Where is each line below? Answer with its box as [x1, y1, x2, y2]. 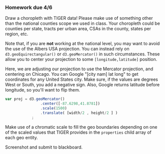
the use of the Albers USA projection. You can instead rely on [5, 46, 130, 52]
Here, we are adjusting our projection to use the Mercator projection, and [5, 66, 154, 72]
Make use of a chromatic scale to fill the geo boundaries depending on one [5, 124, 158, 130]
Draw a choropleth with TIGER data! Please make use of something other [5, 15, 153, 21]
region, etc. [5, 31, 29, 37]
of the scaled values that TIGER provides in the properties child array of [5, 129, 152, 135]
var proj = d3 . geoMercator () [5, 97, 65, 102]
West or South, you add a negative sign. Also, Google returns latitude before [5, 82, 160, 88]
